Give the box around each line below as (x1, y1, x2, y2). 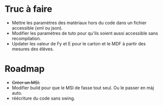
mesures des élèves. (11, 46, 54, 52)
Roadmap (4, 63, 45, 74)
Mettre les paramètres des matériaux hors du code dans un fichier (11, 20, 147, 26)
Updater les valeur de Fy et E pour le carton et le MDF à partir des (11, 40, 146, 46)
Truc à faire (4, 3, 52, 15)
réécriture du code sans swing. (11, 95, 75, 101)
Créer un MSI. (11, 79, 41, 85)
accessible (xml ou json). (11, 25, 63, 31)
